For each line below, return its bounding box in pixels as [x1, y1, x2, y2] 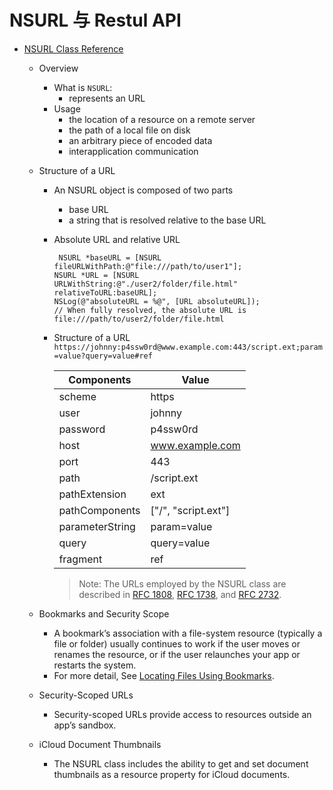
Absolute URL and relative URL [53, 233, 181, 245]
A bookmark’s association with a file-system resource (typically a [53, 627, 323, 639]
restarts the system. [53, 659, 137, 671]
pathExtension [58, 487, 127, 501]
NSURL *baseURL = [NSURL [58, 252, 162, 263]
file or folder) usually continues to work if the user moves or [53, 637, 301, 650]
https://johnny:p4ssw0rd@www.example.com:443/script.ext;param [53, 342, 323, 352]
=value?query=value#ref [53, 351, 153, 361]
